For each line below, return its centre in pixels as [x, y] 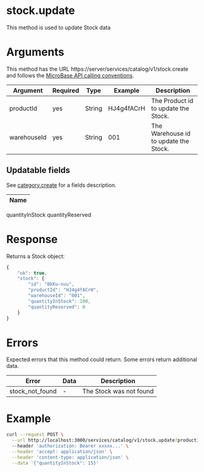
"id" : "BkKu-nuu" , [51, 284]
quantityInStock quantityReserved [49, 214]
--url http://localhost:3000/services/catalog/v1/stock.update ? [95, 440]
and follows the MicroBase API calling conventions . [70, 75]
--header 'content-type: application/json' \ [70, 457]
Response [32, 239]
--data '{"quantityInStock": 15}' [55, 463]
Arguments [36, 52]
